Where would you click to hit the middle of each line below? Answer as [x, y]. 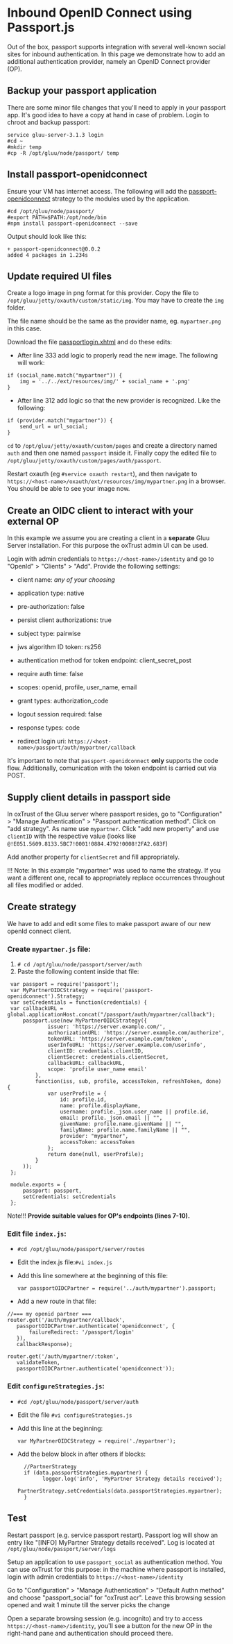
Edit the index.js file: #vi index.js [65, 1262]
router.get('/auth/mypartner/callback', [67, 1320]
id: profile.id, [84, 1100]
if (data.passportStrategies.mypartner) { [86, 1473]
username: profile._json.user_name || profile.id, [135, 1112]
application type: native [51, 593]
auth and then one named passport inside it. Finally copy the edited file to [112, 453]
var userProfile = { [77, 1094]
